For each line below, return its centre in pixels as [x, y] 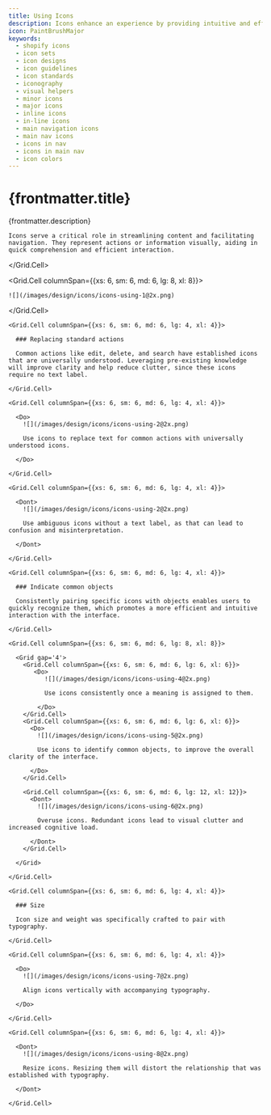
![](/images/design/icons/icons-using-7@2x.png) [106, 976]
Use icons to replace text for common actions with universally [133, 439]
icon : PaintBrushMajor [46, 31]
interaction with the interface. [65, 615]
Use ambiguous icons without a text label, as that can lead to [133, 524]
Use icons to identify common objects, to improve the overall [146, 750]
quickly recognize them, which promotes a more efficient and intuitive [133, 608]
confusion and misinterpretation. [67, 530]
